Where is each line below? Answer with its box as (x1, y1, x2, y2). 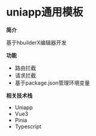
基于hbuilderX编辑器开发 (6, 39, 67, 46)
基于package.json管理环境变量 (14, 79, 91, 86)
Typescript (14, 123, 42, 130)
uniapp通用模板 (6, 5, 83, 19)
